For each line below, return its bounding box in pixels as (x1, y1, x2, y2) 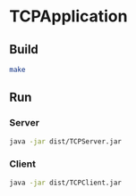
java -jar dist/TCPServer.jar (9, 136, 123, 146)
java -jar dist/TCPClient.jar (9, 178, 123, 187)
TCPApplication (9, 6, 128, 27)
